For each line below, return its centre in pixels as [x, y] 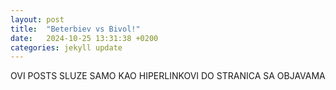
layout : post [37, 19]
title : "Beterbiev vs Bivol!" [75, 29]
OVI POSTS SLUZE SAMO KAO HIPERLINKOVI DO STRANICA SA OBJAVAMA [168, 76]
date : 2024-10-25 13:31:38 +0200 [84, 38]
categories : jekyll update [66, 47]
